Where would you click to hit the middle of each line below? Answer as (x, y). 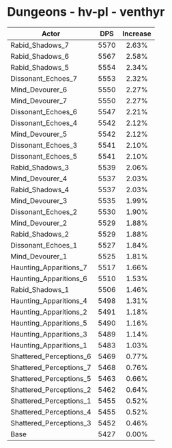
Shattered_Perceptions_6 (51, 356)
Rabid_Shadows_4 (40, 189)
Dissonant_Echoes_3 (44, 145)
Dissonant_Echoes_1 (44, 245)
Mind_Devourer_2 (39, 223)
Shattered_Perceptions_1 (51, 401)
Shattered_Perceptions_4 (51, 412)
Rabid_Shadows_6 (40, 56)
